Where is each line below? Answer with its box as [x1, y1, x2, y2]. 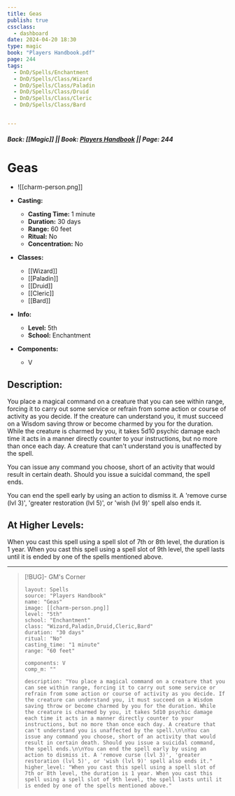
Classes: [17, 253, 44, 262]
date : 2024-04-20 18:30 [7, 36, 77, 43]
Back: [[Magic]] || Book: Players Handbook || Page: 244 [7, 135, 173, 144]
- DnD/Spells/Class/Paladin [13, 82, 96, 89]
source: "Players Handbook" [24, 592, 106, 599]
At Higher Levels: [7, 519, 84, 531]
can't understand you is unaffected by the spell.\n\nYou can [24, 727, 210, 734]
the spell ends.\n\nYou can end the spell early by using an [24, 746, 207, 753]
